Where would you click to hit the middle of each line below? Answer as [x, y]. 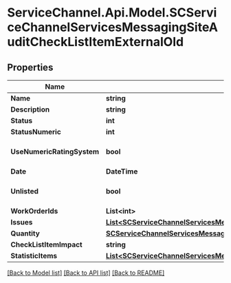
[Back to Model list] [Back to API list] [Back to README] [86, 273]
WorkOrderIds [34, 211]
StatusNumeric [36, 132]
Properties [30, 67]
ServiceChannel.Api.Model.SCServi [112, 13]
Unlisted [25, 191]
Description [30, 109]
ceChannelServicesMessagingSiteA [113, 27]
